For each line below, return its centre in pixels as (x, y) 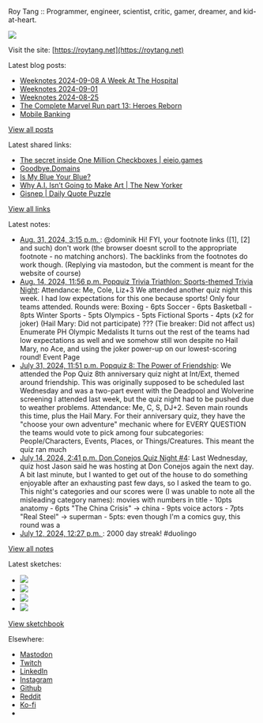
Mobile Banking (45, 114)
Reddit (30, 696)
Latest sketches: (35, 564)
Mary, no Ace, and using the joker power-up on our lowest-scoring (128, 348)
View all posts (31, 129)
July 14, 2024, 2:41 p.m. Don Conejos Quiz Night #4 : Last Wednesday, (133, 458)
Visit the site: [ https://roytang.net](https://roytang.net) (96, 50)
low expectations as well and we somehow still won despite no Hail (129, 340)
